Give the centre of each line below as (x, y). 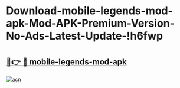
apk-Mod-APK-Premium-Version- (91, 23)
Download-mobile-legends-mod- (89, 11)
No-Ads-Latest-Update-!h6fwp (85, 36)
